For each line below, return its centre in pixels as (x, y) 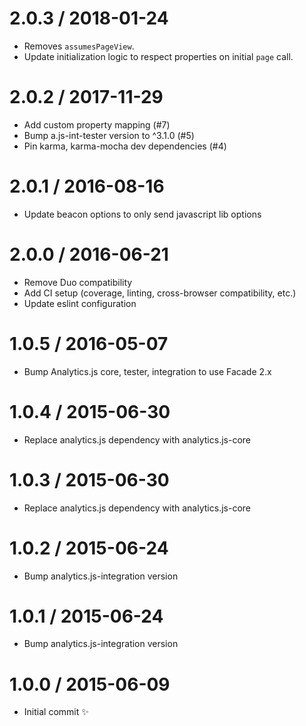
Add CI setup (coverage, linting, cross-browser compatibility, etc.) (160, 293)
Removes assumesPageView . (79, 46)
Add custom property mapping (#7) (97, 124)
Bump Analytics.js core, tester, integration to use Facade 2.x (147, 371)
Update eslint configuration (80, 303)
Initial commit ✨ (56, 712)
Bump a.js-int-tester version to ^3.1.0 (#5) (109, 135)
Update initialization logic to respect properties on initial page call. (158, 56)
